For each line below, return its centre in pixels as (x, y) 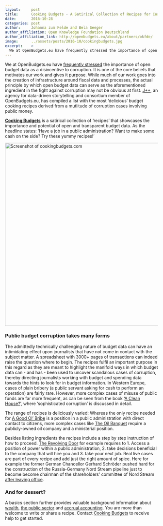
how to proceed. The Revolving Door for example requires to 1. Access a (77, 443)
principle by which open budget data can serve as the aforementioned (75, 85)
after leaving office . (24, 479)
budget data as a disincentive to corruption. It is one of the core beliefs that (81, 69)
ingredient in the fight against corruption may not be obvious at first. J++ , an (81, 90)
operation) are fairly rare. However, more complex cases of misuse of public (81, 393)
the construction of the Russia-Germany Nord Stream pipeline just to (73, 469)
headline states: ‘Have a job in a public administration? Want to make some (80, 131)
